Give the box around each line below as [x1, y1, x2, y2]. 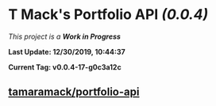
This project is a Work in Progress [8, 32, 121, 41]
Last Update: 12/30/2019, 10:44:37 [8, 47, 125, 56]
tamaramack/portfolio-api [8, 85, 140, 99]
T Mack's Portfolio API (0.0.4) [8, 6, 209, 24]
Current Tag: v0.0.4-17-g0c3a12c [8, 62, 121, 72]
